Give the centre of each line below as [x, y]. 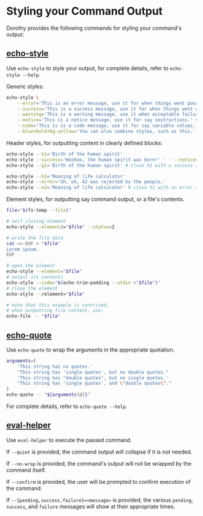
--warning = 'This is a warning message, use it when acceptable [98, 114]
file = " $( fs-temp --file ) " [39, 211]
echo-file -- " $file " [34, 316]
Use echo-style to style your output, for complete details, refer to [88, 68]
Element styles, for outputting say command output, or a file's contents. [95, 199]
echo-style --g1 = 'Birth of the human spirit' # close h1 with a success [100, 165]
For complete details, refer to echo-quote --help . [67, 406]
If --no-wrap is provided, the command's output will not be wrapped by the [99, 463]
